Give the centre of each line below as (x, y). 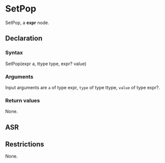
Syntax (14, 53)
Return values (23, 100)
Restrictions (25, 144)
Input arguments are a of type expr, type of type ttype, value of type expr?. (82, 87)
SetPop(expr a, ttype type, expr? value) (46, 64)
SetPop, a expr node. (27, 23)
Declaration (24, 38)
